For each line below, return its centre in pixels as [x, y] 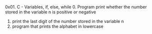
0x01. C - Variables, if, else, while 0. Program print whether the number [76, 7]
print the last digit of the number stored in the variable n [68, 21]
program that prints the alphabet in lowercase [58, 26]
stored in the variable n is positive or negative [51, 12]
